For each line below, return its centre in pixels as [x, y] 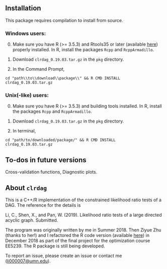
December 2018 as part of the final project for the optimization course [78, 241]
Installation [23, 8]
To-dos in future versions [46, 160]
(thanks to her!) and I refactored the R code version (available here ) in [77, 235]
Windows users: [26, 33]
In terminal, [24, 131]
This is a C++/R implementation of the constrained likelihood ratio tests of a [83, 200]
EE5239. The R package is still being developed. [55, 246]
